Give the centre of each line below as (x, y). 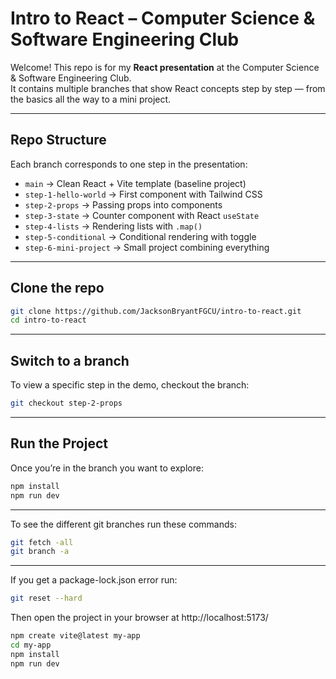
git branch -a (40, 552)
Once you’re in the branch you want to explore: (107, 468)
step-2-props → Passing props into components (123, 204)
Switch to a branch (70, 360)
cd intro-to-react (48, 320)
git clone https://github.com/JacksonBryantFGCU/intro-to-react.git (156, 311)
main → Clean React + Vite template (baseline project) (135, 183)
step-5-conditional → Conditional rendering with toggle (140, 236)
